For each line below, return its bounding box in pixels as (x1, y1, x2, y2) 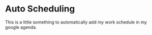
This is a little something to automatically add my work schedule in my (5, 19, 147, 25)
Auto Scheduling (5, 3, 75, 14)
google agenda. (5, 24, 37, 30)
